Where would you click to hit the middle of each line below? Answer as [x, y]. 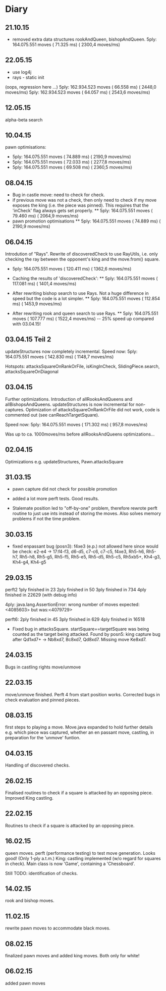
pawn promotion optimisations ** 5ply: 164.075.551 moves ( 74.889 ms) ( [86, 221]
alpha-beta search [24, 119]
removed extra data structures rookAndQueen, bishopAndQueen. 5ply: [84, 39]
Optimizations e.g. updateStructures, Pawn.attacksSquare [64, 461]
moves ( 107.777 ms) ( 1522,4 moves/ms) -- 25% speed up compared [83, 319]
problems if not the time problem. [46, 519]
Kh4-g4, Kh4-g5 [29, 562]
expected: [129, 604]
